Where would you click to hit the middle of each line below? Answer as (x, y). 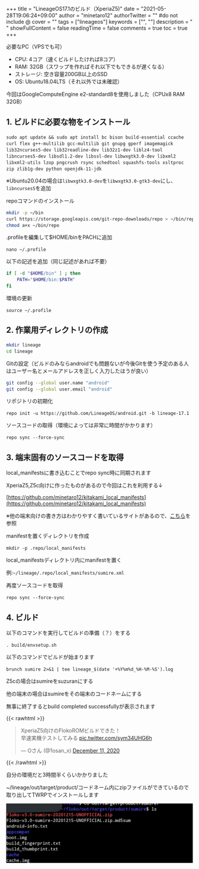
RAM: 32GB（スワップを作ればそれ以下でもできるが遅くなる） (91, 67)
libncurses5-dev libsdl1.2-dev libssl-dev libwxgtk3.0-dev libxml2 (91, 156)
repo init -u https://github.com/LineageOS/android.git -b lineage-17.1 (98, 414)
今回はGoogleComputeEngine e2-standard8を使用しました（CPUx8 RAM (95, 94)
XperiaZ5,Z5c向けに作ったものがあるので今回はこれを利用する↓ (84, 486)
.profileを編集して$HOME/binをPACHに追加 (59, 237)
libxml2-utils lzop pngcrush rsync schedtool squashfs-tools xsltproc (95, 162)
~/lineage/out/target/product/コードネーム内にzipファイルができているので (98, 787)
